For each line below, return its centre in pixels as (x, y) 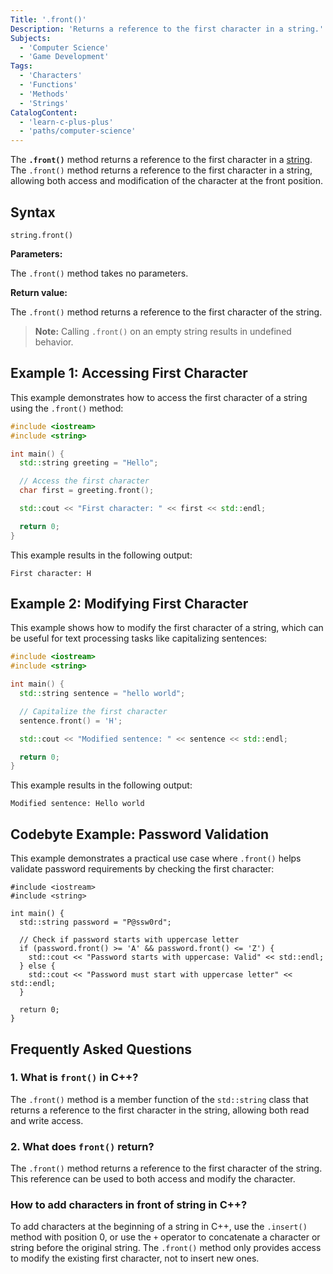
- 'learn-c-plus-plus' (66, 122)
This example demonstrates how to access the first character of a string (159, 397)
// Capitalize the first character (93, 711)
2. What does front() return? (82, 1146)
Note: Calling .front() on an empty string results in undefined (163, 331)
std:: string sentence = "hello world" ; (102, 694)
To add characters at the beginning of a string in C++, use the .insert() (159, 1227)
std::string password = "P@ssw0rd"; (95, 922)
